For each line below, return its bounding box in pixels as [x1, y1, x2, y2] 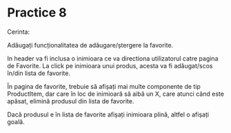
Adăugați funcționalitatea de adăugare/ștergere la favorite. [7, 41, 174, 49]
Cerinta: [7, 28, 30, 36]
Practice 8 [7, 5, 67, 21]
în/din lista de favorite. [7, 69, 71, 77]
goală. [7, 117, 26, 125]
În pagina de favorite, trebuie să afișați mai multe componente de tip [7, 82, 201, 90]
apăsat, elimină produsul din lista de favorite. [7, 96, 134, 105]
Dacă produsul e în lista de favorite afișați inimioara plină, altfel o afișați [7, 110, 209, 119]
